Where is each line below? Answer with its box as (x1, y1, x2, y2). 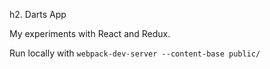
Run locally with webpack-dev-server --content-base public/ (9, 47, 261, 59)
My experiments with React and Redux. (9, 28, 171, 39)
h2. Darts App (9, 9, 67, 20)
